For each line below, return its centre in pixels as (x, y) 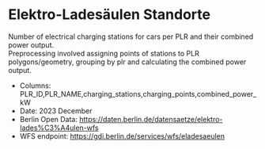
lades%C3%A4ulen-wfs (59, 128)
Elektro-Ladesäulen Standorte (110, 15)
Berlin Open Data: (48, 119)
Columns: (35, 86)
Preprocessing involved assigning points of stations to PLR (104, 53)
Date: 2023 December (56, 111)
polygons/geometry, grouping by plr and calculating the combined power (127, 62)
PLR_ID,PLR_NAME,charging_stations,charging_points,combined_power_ (138, 94)
